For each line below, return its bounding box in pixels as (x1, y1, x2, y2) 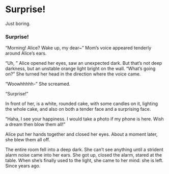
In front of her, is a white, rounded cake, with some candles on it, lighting (5, 101, 158, 107)
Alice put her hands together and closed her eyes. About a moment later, (5, 131, 158, 137)
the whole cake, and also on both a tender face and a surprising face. (5, 106, 151, 112)
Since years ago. (5, 163, 41, 169)
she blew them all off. (5, 137, 50, 143)
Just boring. (5, 20, 31, 27)
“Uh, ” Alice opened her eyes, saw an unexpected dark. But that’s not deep (5, 60, 162, 66)
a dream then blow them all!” (5, 121, 66, 128)
